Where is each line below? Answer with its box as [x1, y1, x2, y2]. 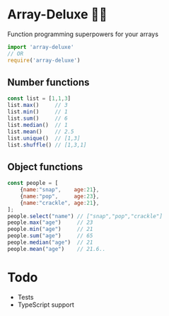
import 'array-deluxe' [7, 43, 74, 50]
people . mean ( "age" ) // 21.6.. [7, 245, 106, 252]
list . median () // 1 [7, 121, 69, 128]
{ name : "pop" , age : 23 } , [20, 193, 100, 200]
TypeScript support [17, 300, 74, 309]
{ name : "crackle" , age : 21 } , [20, 199, 100, 206]
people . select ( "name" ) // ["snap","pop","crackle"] [7, 213, 163, 220]
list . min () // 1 [7, 108, 69, 115]
